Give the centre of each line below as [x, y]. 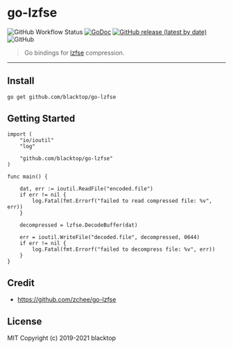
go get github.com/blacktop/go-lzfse [62, 97]
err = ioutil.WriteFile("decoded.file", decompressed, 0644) [110, 238]
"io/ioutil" [37, 141]
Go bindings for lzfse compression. [74, 53]
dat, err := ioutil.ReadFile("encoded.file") [87, 189]
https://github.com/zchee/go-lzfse [67, 300]
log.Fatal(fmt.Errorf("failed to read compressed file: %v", [122, 201]
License [25, 321]
